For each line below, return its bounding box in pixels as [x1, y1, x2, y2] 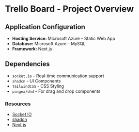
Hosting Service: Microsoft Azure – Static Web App [12, 35, 115, 41]
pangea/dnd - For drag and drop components [12, 88, 101, 94]
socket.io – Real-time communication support [12, 73, 104, 79]
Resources [5, 100, 31, 107]
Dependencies [5, 60, 50, 68]
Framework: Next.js [12, 46, 52, 51]
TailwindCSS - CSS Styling [12, 83, 64, 89]
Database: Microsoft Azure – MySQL [12, 41, 86, 47]
